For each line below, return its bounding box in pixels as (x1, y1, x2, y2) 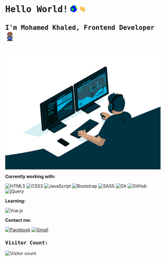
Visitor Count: (5, 239, 48, 246)
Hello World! (5, 4, 69, 15)
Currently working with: (5, 174, 56, 180)
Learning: (5, 198, 26, 204)
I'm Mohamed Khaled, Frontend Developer (5, 23, 155, 32)
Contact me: (5, 217, 31, 223)
